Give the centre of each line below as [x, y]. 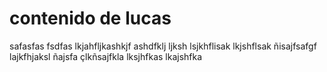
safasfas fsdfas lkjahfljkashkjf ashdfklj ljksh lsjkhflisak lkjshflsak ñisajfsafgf [163, 46]
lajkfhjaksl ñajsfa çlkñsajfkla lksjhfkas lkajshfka [106, 56]
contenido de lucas [90, 18]
